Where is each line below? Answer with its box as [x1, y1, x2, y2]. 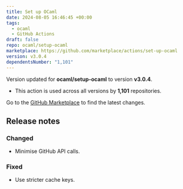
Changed [6, 134, 34, 142]
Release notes [6, 116, 60, 126]
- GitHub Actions [11, 31, 55, 37]
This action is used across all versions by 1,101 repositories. [14, 87, 161, 94]
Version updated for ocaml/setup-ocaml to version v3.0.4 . [6, 76, 152, 83]
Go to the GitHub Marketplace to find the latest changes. [6, 98, 145, 106]
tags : [6, 20, 20, 26]
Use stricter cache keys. [14, 176, 75, 184]
